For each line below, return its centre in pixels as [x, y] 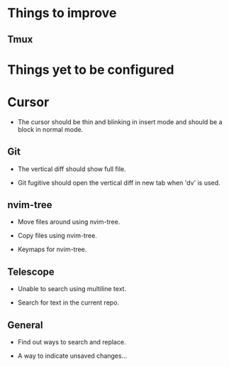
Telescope [31, 272]
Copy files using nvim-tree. [57, 236]
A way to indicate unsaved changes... [72, 356]
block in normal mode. [50, 129]
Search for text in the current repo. [68, 302]
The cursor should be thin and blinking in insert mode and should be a [120, 121]
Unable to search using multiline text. [72, 289]
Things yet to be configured [91, 70]
